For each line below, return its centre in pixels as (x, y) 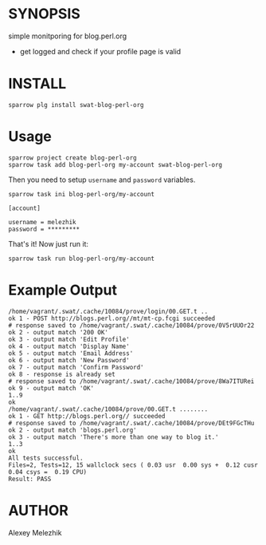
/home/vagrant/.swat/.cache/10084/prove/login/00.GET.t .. (108, 311)
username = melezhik (43, 222)
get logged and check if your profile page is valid (100, 51)
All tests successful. (46, 458)
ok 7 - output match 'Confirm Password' (76, 367)
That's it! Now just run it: (49, 243)
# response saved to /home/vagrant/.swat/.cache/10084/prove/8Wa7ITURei (131, 381)
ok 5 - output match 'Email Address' (71, 353)
